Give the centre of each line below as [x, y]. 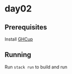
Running [18, 55]
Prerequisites [26, 27]
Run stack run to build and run [36, 67]
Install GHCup [19, 39]
